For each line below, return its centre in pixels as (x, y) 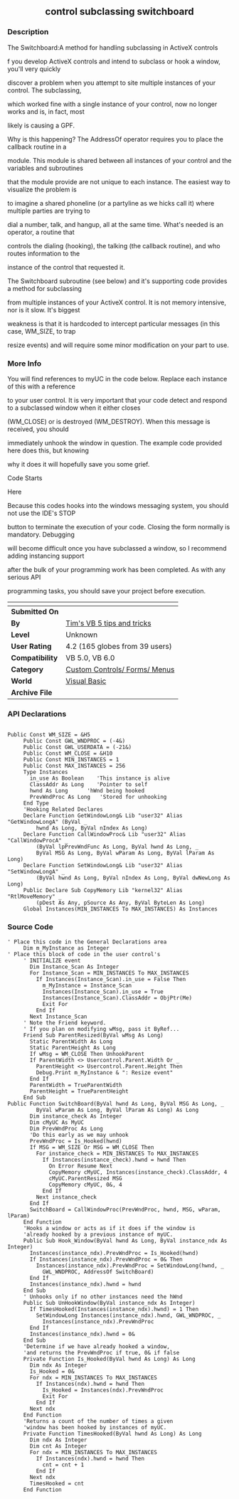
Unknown (82, 635)
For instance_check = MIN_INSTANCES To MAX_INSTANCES (117, 1153)
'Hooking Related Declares (63, 810)
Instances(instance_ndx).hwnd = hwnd (85, 1284)
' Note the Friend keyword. (65, 1023)
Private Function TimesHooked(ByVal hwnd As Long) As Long (112, 1434)
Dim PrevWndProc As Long (66, 1128)
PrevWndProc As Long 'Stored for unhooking (98, 797)
